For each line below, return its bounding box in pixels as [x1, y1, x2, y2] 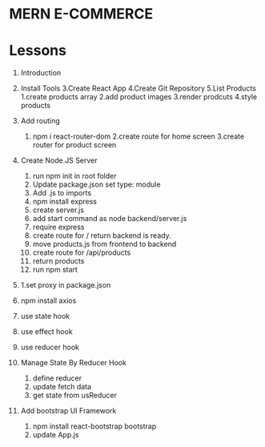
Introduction [20, 68, 62, 78]
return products [32, 256, 85, 266]
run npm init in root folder [32, 171, 117, 181]
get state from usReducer [32, 390, 118, 401]
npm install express [32, 197, 97, 207]
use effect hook [20, 327, 73, 336]
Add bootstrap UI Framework [20, 406, 117, 416]
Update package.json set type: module [32, 179, 161, 189]
